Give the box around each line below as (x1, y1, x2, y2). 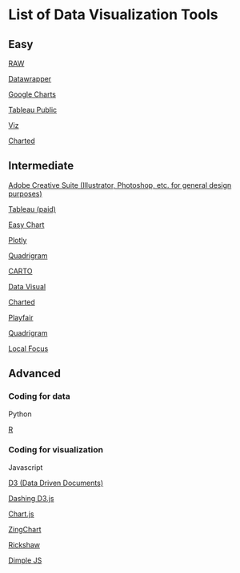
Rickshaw (8, 539, 41, 549)
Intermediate (8, 159, 74, 173)
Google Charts (8, 90, 56, 99)
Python (8, 409, 32, 419)
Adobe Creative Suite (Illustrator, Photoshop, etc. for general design (8, 180, 232, 189)
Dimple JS (8, 555, 42, 565)
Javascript (8, 462, 43, 472)
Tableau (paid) (8, 204, 56, 213)
